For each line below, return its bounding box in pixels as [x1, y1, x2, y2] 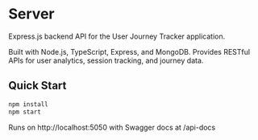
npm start [8, 108, 42, 116]
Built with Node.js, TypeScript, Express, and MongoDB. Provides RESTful [8, 47, 251, 56]
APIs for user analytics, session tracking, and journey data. [8, 56, 204, 65]
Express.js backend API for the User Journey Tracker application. [8, 31, 226, 41]
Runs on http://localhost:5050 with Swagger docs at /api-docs [8, 122, 216, 132]
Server [8, 5, 55, 23]
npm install [8, 100, 48, 109]
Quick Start [8, 79, 67, 93]
